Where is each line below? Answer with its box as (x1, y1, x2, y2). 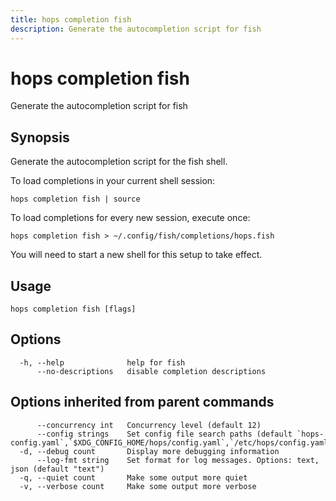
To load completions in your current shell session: (10, 175, 216, 187)
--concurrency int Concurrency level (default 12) (36, 420, 262, 430)
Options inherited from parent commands (10, 394, 275, 411)
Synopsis (10, 129, 70, 146)
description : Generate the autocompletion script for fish (10, 24, 262, 34)
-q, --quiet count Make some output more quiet (19, 472, 248, 483)
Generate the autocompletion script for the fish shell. (10, 156, 228, 168)
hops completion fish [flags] (10, 304, 137, 315)
